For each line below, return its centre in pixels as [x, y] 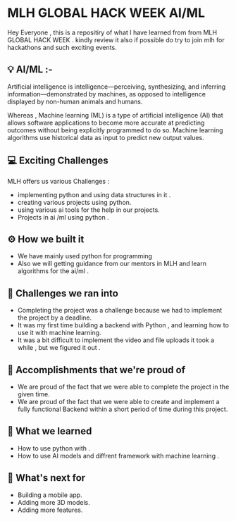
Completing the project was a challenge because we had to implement [120, 310]
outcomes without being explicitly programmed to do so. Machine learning [115, 130]
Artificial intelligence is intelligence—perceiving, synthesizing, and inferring [117, 87]
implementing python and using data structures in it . [94, 194]
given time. [34, 394]
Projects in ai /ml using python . [63, 217]
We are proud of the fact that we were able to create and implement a [118, 402]
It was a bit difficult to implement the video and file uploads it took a [116, 340]
